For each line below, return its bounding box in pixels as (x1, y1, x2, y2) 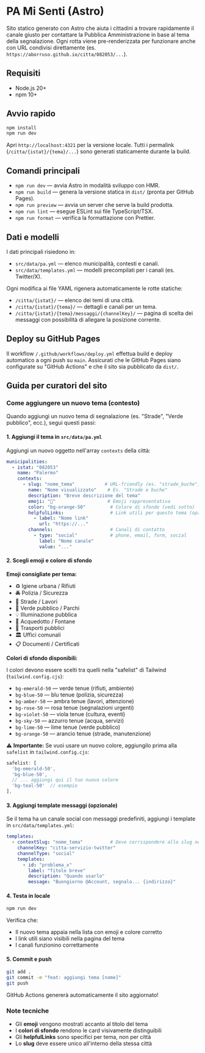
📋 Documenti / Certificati (15, 640, 80, 648)
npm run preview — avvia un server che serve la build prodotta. (15, 201, 174, 209)
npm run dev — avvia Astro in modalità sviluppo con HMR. (15, 182, 160, 189)
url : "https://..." (38, 521, 88, 527)
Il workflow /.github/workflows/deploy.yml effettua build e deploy (6, 350, 173, 357)
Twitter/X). (15, 273, 42, 280)
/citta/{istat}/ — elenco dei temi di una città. (15, 296, 134, 303)
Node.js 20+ (15, 84, 47, 92)
